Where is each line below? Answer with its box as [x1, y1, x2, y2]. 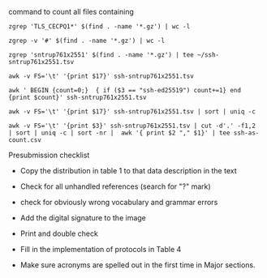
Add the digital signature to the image [19, 213, 146, 222]
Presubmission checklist [8, 150, 90, 160]
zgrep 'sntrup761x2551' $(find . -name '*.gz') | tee [8, 51, 195, 59]
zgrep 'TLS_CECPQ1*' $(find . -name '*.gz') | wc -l [8, 23, 191, 31]
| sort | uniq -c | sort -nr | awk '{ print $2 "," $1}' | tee [8, 129, 230, 137]
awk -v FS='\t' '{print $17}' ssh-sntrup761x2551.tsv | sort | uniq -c [8, 108, 256, 116]
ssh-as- [233, 129, 260, 137]
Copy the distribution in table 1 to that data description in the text [19, 166, 237, 175]
